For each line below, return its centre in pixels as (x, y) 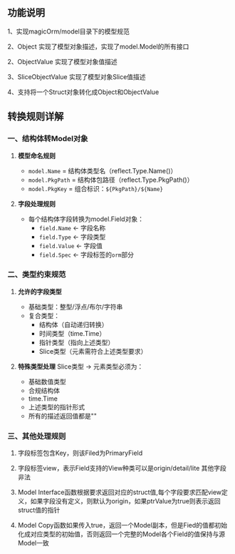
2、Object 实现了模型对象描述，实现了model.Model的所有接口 (98, 46)
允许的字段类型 (40, 292)
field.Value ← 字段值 (71, 245)
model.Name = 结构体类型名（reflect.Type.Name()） (103, 170)
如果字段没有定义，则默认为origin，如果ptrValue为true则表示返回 (125, 501)
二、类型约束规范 (37, 275)
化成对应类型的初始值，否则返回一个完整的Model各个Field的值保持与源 (121, 534)
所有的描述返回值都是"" (63, 416)
